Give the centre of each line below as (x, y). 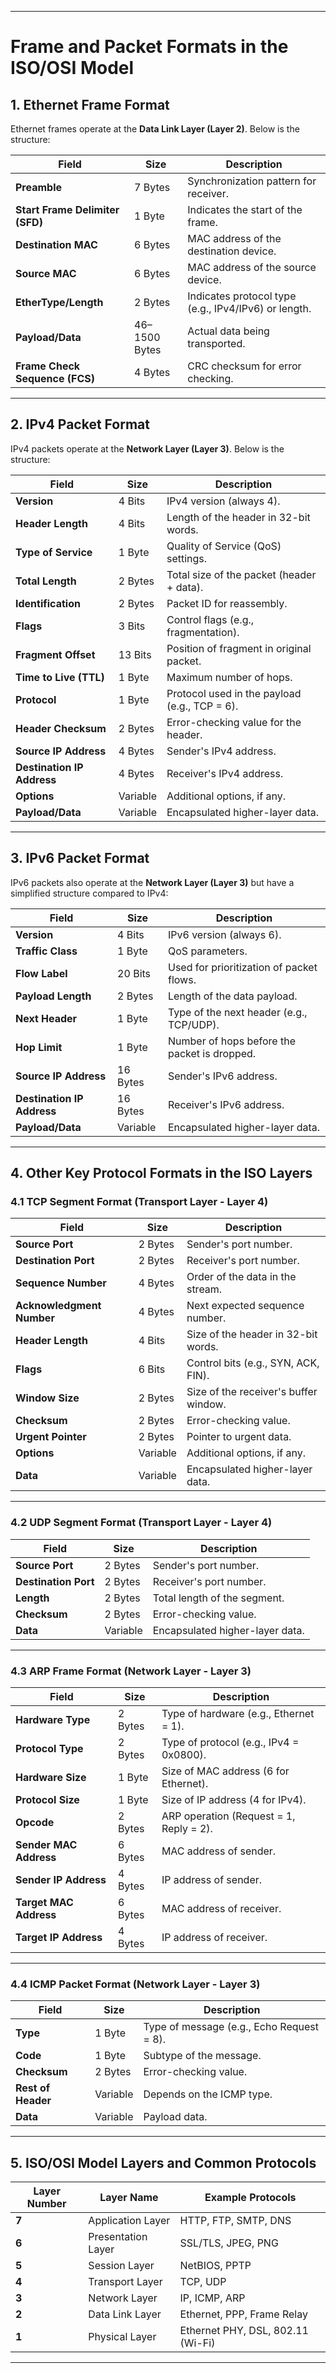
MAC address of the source (252, 267)
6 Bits (152, 1369)
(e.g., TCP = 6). (202, 706)
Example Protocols (250, 2198)
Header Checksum (61, 728)
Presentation (118, 2237)
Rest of (33, 2088)
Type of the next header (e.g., (238, 1012)
